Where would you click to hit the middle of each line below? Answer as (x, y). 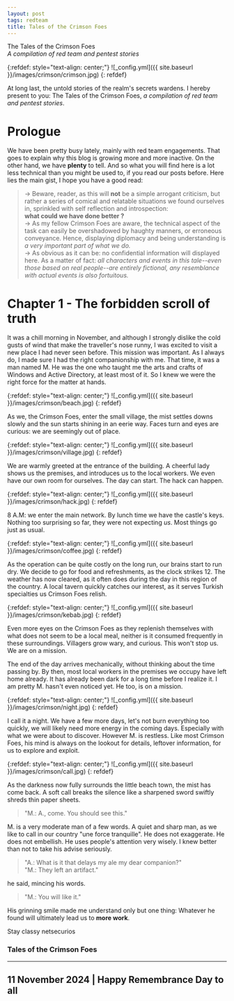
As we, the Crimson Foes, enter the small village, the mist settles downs (110, 416)
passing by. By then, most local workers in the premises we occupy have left (117, 672)
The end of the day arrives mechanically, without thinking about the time (111, 664)
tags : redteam (28, 20)
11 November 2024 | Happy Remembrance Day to (116, 980)
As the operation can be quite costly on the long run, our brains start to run (115, 564)
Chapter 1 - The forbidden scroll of (109, 303)
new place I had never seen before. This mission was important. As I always (116, 352)
